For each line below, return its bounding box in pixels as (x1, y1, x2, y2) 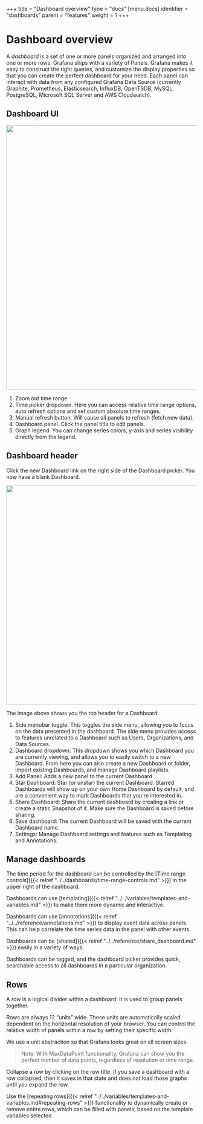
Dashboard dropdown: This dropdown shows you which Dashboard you (14, 747, 195, 754)
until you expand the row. (6, 1081, 69, 1088)
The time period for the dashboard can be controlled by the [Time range (6, 870, 186, 877)
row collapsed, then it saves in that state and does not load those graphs (6, 1074, 187, 1082)
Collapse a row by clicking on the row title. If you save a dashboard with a (6, 1068, 190, 1076)
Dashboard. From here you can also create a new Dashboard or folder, (14, 759, 191, 767)
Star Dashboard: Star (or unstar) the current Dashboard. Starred (14, 779, 175, 786)
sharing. (14, 811, 36, 818)
